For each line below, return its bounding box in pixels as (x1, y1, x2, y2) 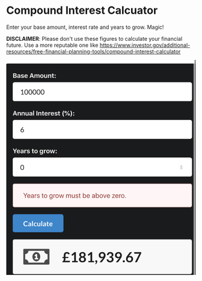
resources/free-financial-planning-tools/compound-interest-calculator (6, 47, 181, 55)
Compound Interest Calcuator (6, 4, 158, 17)
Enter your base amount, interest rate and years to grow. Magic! (6, 23, 164, 31)
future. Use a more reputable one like (6, 41, 99, 49)
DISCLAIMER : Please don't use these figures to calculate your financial (6, 35, 183, 42)
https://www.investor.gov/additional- (99, 41, 191, 49)
